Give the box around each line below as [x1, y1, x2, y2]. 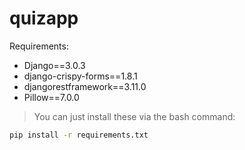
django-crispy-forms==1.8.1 [23, 70, 138, 82]
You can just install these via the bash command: [33, 110, 236, 122]
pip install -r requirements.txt [9, 130, 149, 140]
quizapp [9, 7, 79, 30]
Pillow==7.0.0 [23, 91, 80, 103]
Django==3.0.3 [23, 59, 86, 71]
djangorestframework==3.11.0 [23, 80, 147, 92]
